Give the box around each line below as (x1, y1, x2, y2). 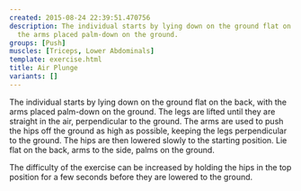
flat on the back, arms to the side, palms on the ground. (9, 144, 216, 155)
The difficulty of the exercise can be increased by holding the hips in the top (9, 161, 292, 172)
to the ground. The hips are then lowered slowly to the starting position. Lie (9, 134, 288, 145)
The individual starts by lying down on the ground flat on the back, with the (9, 96, 288, 107)
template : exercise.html (9, 55, 102, 64)
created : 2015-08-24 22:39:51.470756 (9, 13, 151, 23)
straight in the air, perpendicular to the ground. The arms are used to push (9, 115, 284, 126)
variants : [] (9, 72, 58, 81)
